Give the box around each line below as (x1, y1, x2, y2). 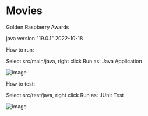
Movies (6, 4, 43, 18)
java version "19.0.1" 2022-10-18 (6, 35, 83, 42)
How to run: (6, 46, 34, 53)
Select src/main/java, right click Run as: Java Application (6, 57, 142, 64)
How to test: (6, 80, 36, 87)
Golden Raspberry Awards (6, 23, 69, 30)
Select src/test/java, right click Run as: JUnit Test (6, 91, 124, 98)
